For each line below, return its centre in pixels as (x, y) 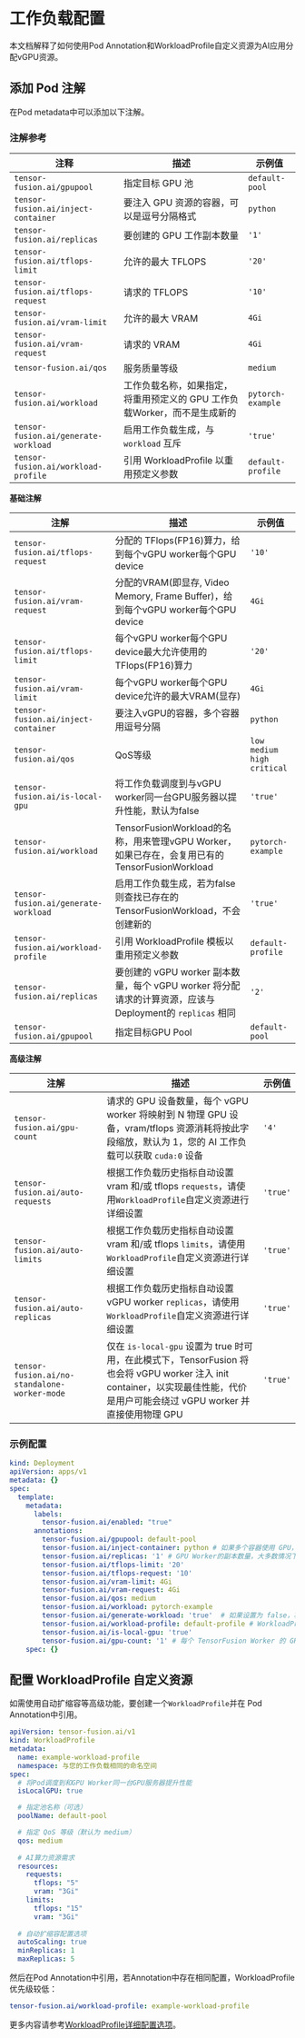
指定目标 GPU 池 (158, 184)
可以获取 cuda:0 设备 (159, 1156)
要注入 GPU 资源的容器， (177, 203)
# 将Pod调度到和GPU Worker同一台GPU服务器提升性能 (105, 1783)
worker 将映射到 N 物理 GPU (167, 1115)
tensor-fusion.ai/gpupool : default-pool (119, 1540)
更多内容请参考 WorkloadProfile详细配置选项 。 (95, 2024)
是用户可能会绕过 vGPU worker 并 (178, 1401)
